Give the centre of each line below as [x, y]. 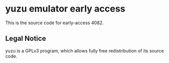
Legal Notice [26, 39]
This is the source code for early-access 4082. [55, 23]
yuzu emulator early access [65, 9]
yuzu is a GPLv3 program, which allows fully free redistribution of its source [85, 50]
